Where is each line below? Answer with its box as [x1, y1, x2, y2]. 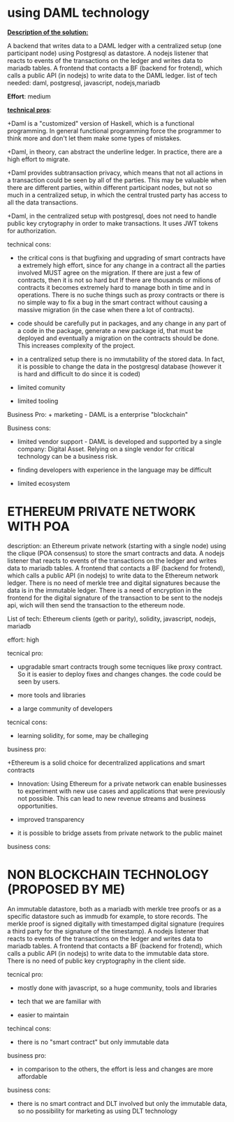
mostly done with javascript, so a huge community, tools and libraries [17, 983, 217, 992]
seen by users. [17, 677, 61, 686]
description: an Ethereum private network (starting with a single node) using [7, 541, 226, 549]
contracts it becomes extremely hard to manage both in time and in [17, 283, 211, 291]
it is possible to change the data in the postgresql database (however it [17, 362, 222, 371]
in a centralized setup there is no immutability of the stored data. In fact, [17, 355, 225, 363]
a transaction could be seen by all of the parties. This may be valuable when [7, 176, 227, 184]
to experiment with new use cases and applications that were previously [17, 787, 226, 795]
